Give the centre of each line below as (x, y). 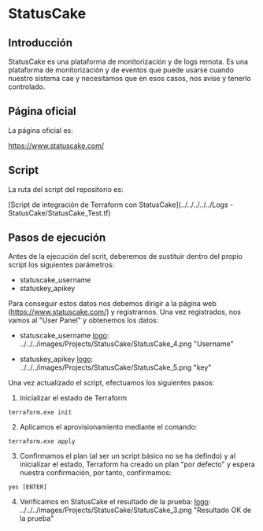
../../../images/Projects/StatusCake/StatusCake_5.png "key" (115, 367)
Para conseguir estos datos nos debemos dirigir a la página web (112, 304)
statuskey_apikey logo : (56, 360)
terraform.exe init (40, 413)
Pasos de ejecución (57, 238)
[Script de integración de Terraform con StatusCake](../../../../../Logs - (121, 205)
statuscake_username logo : (64, 336)
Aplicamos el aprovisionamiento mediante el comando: (108, 427)
